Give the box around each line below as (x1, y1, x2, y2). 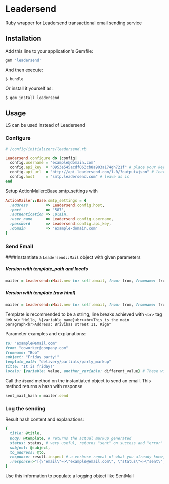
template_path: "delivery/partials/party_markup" (5, 359, 112, 364)
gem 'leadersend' (5, 58, 42, 63)
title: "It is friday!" (5, 364, 55, 369)
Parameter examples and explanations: (5, 330, 86, 336)
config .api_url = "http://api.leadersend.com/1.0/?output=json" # (10, 170, 154, 175)
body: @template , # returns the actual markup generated (10, 435, 132, 441)
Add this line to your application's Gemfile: (5, 47, 93, 54)
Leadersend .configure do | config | (5, 155, 78, 161)
